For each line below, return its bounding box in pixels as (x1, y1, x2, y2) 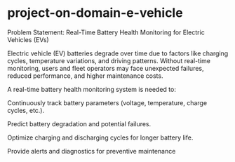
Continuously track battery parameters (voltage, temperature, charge (7, 98, 208, 107)
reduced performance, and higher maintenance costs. (7, 72, 163, 80)
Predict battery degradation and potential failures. (7, 119, 152, 128)
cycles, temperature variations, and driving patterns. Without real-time (7, 56, 210, 65)
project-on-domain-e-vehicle (7, 5, 184, 21)
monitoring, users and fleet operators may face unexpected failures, (7, 64, 205, 72)
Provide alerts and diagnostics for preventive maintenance (7, 147, 176, 155)
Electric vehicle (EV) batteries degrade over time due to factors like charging (7, 49, 229, 58)
